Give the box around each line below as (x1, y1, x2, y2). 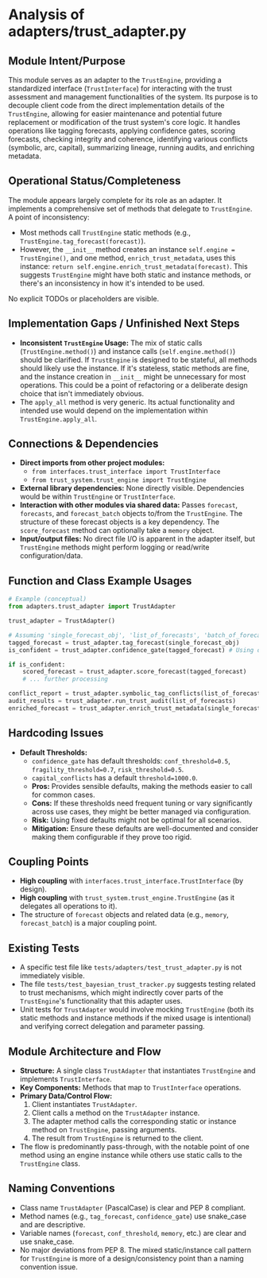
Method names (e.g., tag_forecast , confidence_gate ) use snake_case (19, 1211, 247, 1221)
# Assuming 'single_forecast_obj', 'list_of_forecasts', (8, 631, 201, 639)
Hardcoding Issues (8, 726, 104, 740)
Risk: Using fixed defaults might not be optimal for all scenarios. (31, 815, 242, 825)
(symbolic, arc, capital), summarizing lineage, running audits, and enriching (8, 143, 255, 152)
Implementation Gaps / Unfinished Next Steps (8, 317, 240, 331)
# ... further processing (22, 675, 109, 683)
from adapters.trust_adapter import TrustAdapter (8, 603, 176, 611)
